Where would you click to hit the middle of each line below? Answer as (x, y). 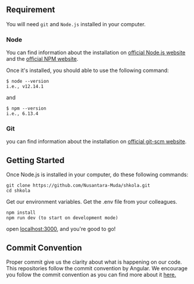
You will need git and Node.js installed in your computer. (76, 24)
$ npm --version (26, 109)
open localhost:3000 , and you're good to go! (61, 229)
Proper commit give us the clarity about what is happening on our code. (94, 262)
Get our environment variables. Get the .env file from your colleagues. (92, 202)
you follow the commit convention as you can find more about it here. (91, 275)
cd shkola (18, 191)
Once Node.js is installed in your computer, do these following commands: (97, 174)
